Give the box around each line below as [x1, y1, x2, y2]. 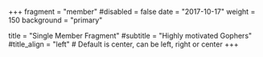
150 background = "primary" [8, 15, 103, 25]
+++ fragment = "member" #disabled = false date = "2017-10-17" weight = [8, 7, 256, 16]
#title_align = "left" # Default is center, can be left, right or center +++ [8, 39, 239, 49]
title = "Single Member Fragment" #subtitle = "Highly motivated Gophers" [8, 31, 253, 40]
